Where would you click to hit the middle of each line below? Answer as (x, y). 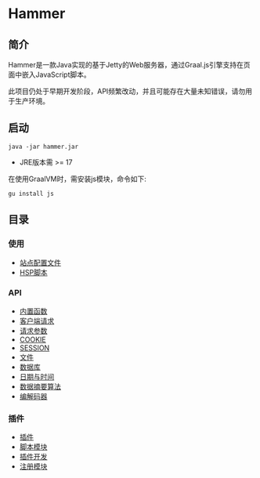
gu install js (31, 194)
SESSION (34, 348)
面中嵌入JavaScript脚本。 (50, 74)
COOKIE (33, 339)
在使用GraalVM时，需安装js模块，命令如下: (77, 179)
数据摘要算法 (40, 386)
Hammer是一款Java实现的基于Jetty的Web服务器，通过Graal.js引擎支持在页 (129, 65)
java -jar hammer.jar (43, 147)
